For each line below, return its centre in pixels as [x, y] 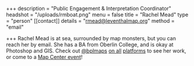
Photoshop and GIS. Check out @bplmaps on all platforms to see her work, [96, 51]
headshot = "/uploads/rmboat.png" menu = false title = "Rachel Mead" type [97, 15]
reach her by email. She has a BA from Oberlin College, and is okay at [90, 44]
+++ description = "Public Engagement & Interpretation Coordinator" [89, 8]
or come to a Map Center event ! [44, 57]
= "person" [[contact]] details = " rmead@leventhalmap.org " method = [91, 21]
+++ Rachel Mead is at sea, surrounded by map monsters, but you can [91, 38]
